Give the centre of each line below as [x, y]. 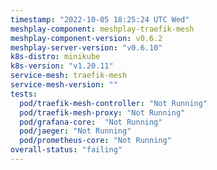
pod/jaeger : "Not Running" [75, 131]
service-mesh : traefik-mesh [69, 76]
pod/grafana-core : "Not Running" [91, 122]
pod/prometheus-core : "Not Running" [95, 141]
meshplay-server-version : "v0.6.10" [86, 47]
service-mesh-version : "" [64, 85]
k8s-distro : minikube [55, 57]
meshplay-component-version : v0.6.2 [86, 38]
